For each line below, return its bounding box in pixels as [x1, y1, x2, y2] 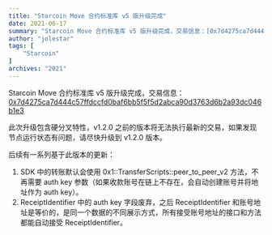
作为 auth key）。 [27, 187, 83, 197]
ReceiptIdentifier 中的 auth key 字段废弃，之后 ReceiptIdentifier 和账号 [19, 197, 254, 207]
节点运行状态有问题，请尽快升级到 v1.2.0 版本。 [8, 132, 168, 142]
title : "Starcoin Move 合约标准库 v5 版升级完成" [8, 11, 168, 20]
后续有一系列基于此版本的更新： [8, 149, 115, 159]
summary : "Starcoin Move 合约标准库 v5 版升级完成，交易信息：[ [8, 27, 210, 35]
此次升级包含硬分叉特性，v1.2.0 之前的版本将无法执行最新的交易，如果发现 [8, 122, 257, 132]
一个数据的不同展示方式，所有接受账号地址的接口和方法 [76, 207, 261, 217]
